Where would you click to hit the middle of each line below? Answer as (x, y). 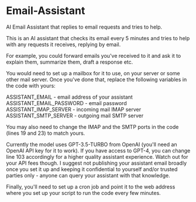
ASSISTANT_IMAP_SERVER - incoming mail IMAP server (74, 109)
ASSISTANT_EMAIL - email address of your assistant (69, 97)
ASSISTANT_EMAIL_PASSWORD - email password (66, 103)
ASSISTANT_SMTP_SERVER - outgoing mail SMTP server (75, 116)
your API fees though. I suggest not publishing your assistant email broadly (97, 163)
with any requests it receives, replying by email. (63, 44)
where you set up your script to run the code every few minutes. (83, 193)
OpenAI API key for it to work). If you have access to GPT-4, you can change (98, 151)
